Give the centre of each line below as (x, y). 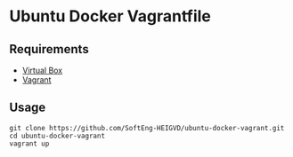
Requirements (49, 49)
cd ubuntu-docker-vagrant (57, 136)
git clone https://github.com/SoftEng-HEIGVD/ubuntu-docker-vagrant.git (147, 128)
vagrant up (29, 144)
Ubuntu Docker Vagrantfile (110, 16)
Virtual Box (42, 70)
